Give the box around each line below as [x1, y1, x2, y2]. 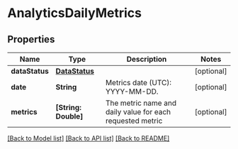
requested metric [105, 116, 163, 126]
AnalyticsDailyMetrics [7, 5, 142, 21]
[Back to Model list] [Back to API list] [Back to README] [7, 134, 170, 143]
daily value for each [105, 107, 171, 116]
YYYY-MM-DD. [105, 87, 159, 96]
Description [126, 55, 167, 64]
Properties [7, 33, 55, 45]
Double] [55, 111, 84, 121]
